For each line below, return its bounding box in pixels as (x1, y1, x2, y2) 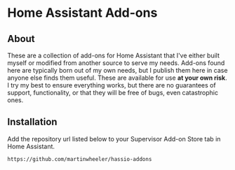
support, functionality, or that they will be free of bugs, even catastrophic (7, 89, 219, 97)
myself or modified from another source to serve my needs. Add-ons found (7, 59, 225, 67)
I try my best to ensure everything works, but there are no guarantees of (7, 81, 216, 89)
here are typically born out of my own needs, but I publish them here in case (7, 66, 228, 74)
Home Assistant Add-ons (7, 5, 158, 21)
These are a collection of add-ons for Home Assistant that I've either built (7, 51, 220, 59)
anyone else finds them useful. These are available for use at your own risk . (7, 73, 228, 82)
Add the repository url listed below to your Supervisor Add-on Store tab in (7, 134, 221, 143)
